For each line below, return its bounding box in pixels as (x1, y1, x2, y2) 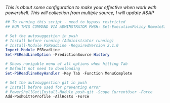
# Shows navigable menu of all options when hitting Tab (5, 61, 128, 66)
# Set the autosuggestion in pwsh (5, 33, 78, 39)
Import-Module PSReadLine (5, 48, 60, 53)
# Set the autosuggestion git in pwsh (5, 80, 87, 85)
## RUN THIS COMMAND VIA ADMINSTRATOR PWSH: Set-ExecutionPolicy (5, 24, 146, 29)
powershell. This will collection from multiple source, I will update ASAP (5, 10, 154, 16)
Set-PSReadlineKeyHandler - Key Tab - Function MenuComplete (5, 71, 133, 76)
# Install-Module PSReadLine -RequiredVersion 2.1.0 (5, 43, 119, 48)
